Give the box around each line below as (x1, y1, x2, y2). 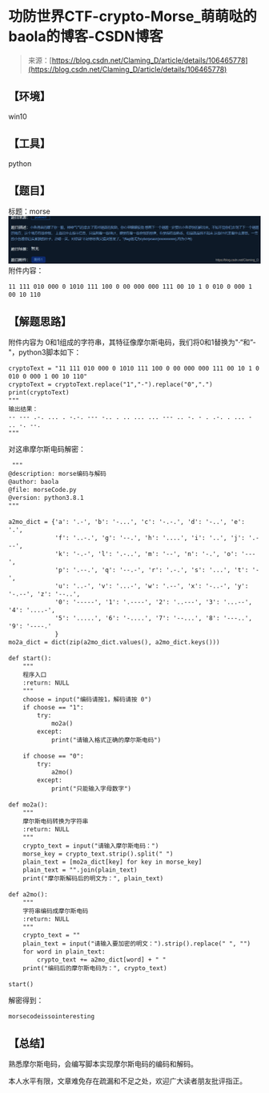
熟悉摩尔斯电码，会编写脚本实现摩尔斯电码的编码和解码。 (8, 1058, 198, 1068)
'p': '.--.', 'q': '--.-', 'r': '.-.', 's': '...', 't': (54, 567, 249, 575)
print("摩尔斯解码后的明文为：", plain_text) (22, 875, 164, 883)
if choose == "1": (22, 704, 84, 712)
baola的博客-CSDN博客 (8, 27, 163, 46)
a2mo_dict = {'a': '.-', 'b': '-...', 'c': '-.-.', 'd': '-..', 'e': (8, 518, 246, 526)
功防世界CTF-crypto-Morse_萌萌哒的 (8, 7, 258, 26)
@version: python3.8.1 (8, 494, 84, 502)
